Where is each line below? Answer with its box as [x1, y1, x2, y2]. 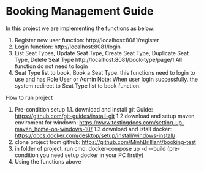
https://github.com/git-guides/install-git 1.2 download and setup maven [14, 112, 195, 120]
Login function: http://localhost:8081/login [14, 43, 121, 50]
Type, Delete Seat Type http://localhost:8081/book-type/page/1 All [14, 56, 182, 63]
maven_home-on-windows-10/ [14, 125, 93, 132]
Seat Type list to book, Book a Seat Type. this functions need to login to [14, 69, 195, 76]
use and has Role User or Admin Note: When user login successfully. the [14, 75, 198, 83]
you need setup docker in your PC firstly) [39, 151, 144, 159]
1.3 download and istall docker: [93, 125, 172, 132]
